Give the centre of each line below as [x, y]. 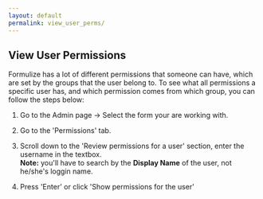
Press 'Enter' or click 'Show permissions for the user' [107, 187]
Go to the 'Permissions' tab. [65, 131]
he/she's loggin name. [56, 171]
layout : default [35, 16]
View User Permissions [67, 55]
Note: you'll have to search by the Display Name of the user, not [126, 163]
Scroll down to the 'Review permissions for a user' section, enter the [132, 146]
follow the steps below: [47, 99]
